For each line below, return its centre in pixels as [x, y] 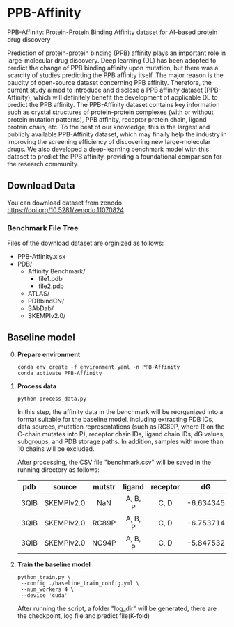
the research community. [43, 164]
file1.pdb [50, 279]
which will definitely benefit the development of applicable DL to [126, 97]
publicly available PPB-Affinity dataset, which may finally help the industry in [117, 134]
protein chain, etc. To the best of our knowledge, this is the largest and [109, 127]
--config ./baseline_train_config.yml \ [80, 583]
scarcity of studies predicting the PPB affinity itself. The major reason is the [116, 75]
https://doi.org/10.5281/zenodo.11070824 [65, 209]
